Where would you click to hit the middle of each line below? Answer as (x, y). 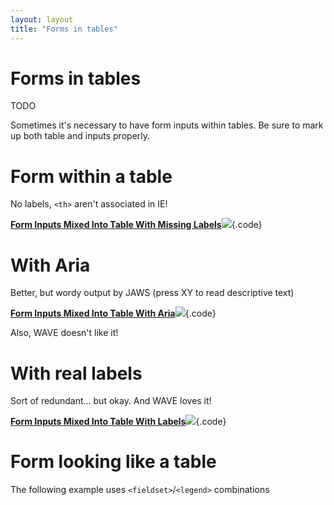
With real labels (76, 373)
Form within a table (91, 176)
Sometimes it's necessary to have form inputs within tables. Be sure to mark (167, 125)
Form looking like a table (113, 462)
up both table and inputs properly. (80, 136)
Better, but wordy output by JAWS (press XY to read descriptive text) (152, 293)
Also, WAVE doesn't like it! (64, 333)
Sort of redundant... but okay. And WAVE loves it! (111, 401)
